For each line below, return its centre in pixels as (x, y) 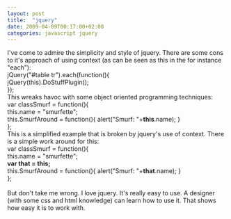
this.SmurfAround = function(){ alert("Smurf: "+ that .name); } (94, 171)
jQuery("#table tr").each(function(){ (58, 75)
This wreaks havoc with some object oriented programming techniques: (110, 97)
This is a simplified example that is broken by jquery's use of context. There (116, 134)
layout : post (26, 14)
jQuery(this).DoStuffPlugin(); (48, 82)
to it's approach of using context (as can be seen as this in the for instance (114, 60)
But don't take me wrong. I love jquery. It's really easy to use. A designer (111, 193)
